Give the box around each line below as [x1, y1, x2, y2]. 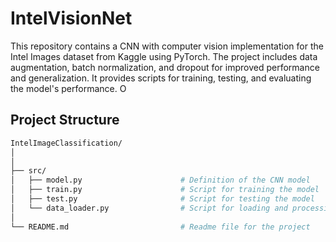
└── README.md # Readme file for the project [10, 222, 311, 232]
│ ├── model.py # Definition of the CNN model [10, 175, 311, 186]
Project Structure [10, 112, 120, 129]
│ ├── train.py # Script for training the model [10, 185, 320, 195]
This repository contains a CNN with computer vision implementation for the [10, 40, 324, 52]
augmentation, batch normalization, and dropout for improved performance [10, 61, 320, 73]
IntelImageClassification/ [10, 138, 123, 148]
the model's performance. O [10, 82, 127, 94]
